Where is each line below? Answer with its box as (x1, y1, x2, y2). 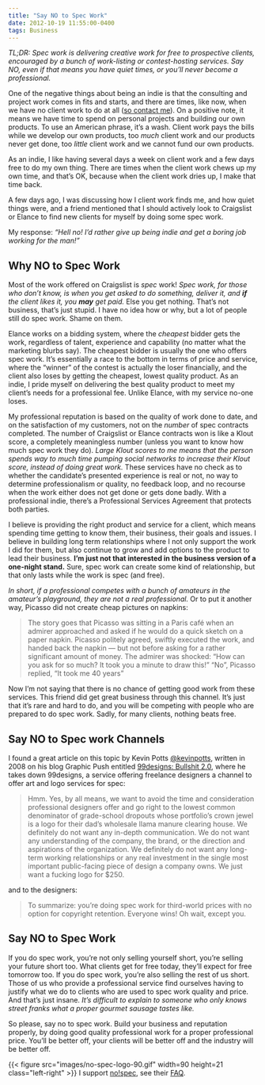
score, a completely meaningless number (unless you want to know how (8, 437, 244, 447)
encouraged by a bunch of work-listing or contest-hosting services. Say (8, 56, 244, 66)
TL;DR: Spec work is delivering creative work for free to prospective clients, (8, 48, 256, 58)
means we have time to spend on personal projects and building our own (8, 114, 245, 124)
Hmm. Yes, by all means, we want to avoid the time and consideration (27, 794, 255, 803)
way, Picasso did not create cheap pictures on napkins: (8, 603, 188, 612)
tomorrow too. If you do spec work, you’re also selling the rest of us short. (8, 969, 250, 980)
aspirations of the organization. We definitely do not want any (27, 845, 229, 853)
